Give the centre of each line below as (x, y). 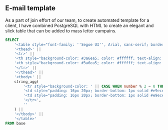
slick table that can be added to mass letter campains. (61, 31)
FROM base (15, 123)
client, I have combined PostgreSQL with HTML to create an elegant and (79, 25)
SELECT (12, 40)
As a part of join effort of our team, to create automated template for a (77, 20)
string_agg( (26, 82)
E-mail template (30, 8)
